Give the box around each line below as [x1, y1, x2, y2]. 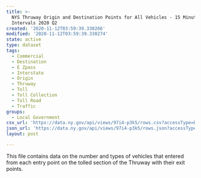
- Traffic [11, 103, 36, 109]
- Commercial [11, 53, 44, 59]
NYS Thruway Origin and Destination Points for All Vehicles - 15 [11, 14, 181, 20]
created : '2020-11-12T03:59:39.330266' [6, 25, 106, 32]
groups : [6, 109, 26, 115]
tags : [6, 48, 20, 54]
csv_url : [6, 120, 28, 126]
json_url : [6, 125, 31, 131]
